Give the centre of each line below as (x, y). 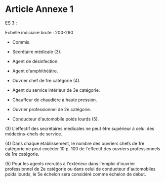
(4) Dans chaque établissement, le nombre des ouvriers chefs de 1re (75, 143)
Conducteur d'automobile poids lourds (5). (56, 119)
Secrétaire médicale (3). (37, 52)
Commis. (21, 42)
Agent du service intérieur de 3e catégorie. (56, 90)
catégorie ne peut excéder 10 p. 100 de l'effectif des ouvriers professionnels (83, 149)
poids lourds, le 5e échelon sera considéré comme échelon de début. (76, 174)
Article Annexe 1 (40, 9)
